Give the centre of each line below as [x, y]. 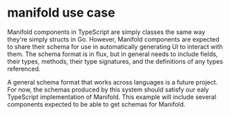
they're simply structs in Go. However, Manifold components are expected [114, 39]
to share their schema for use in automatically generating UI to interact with [115, 46]
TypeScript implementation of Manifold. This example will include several [112, 97]
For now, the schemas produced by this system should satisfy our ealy [108, 89]
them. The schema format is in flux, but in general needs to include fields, [113, 54]
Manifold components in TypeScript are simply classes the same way [106, 32]
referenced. [24, 69]
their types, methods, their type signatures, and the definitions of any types [115, 61]
